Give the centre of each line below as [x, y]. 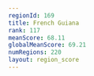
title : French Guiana [44, 23]
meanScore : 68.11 [37, 38]
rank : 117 [24, 30]
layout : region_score [44, 60]
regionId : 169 [32, 15]
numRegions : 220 [35, 52]
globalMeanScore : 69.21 [47, 45]
